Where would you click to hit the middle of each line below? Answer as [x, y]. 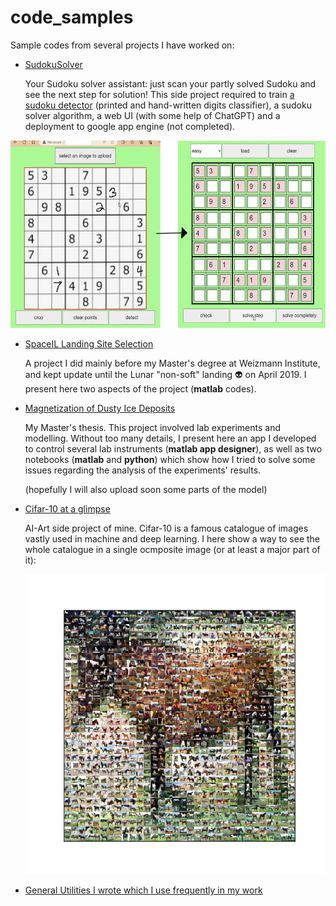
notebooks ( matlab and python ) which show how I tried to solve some [170, 459]
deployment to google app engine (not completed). [130, 126]
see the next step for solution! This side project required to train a [159, 94]
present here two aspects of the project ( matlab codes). [140, 388]
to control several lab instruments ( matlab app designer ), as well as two [173, 448]
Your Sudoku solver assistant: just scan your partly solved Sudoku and [170, 83]
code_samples [72, 17]
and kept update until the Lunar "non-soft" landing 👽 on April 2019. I [165, 374]
